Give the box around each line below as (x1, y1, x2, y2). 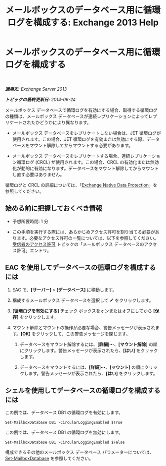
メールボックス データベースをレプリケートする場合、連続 (12, 153, 130, 159)
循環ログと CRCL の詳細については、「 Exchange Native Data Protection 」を (5, 182, 158, 188)
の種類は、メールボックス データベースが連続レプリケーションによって (5, 113, 149, 119)
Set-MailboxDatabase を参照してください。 (5, 456, 94, 462)
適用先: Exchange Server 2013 (5, 86, 67, 92)
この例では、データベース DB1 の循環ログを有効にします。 (5, 409, 123, 415)
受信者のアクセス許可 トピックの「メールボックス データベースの (12, 241, 144, 247)
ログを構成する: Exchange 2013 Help (7, 17, 159, 28)
